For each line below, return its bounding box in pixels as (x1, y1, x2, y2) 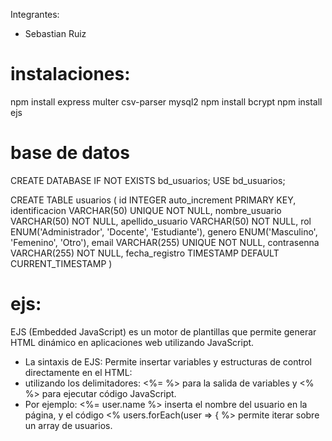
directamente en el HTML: (24, 366, 133, 378)
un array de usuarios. (24, 419, 113, 431)
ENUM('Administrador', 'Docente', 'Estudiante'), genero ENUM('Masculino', (10, 225, 318, 238)
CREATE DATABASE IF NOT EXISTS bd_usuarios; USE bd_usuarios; (10, 174, 286, 186)
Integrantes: (10, 9, 60, 20)
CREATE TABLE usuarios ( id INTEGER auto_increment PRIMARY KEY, (10, 194, 297, 206)
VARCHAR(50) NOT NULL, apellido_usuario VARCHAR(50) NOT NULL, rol (10, 215, 312, 227)
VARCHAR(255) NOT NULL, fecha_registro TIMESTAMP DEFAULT (10, 247, 280, 259)
